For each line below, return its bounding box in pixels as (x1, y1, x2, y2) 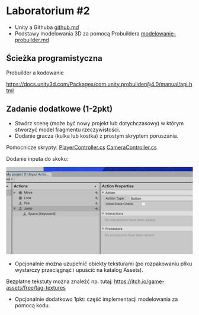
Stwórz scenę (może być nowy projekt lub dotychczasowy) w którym (14, 119, 184, 126)
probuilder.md (14, 36, 49, 43)
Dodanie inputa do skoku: (6, 155, 69, 162)
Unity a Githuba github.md (14, 24, 79, 31)
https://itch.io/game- (114, 278, 165, 285)
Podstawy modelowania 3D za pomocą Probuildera (14, 30, 140, 37)
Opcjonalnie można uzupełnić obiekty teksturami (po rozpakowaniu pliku (14, 260, 192, 267)
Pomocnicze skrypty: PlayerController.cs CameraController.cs (6, 144, 157, 151)
